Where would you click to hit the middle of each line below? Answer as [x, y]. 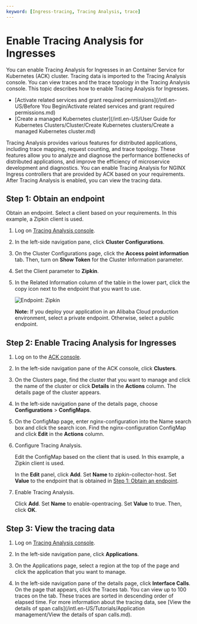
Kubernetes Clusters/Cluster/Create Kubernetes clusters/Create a [94, 125]
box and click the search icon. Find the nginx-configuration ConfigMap [100, 428]
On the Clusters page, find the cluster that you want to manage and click [102, 380]
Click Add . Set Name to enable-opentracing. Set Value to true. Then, [98, 504]
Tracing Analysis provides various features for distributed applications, [92, 143]
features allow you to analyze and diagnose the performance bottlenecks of [98, 155]
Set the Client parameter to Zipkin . [56, 271]
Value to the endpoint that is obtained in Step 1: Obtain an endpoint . [97, 481]
